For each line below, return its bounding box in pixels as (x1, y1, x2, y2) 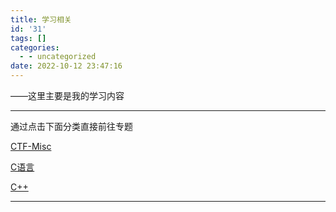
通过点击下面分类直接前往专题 (10, 121, 133, 132)
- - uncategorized (19, 52, 97, 62)
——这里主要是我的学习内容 (10, 90, 125, 101)
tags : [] (10, 33, 47, 43)
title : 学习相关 (10, 14, 72, 25)
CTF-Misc (10, 141, 52, 152)
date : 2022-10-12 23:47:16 (10, 61, 123, 71)
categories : (10, 42, 60, 53)
